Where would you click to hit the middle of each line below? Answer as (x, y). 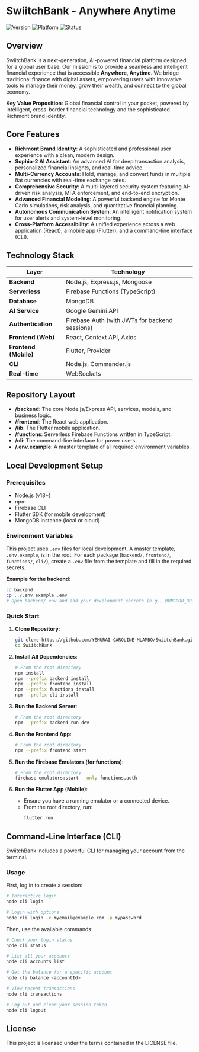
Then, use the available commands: (49, 929)
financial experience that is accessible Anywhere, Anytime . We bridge (93, 73)
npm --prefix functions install (54, 689)
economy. (18, 92)
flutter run (38, 818)
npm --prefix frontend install (53, 684)
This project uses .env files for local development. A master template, (91, 549)
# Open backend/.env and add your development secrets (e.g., (84, 601)
